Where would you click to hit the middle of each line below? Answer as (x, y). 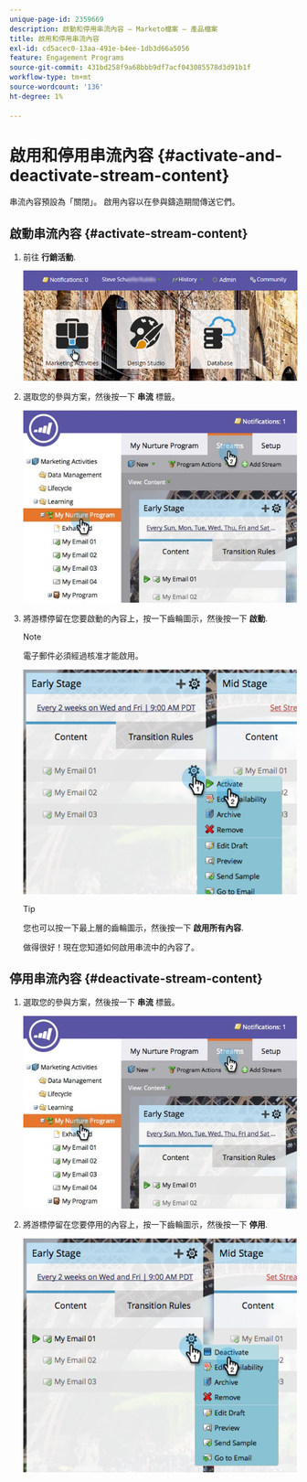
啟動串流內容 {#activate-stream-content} (129, 233)
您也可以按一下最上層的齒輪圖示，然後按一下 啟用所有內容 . (133, 928)
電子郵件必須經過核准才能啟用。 (83, 656)
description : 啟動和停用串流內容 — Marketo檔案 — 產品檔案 (114, 29)
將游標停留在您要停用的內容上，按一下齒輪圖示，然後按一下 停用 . (145, 1224)
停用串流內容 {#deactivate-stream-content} (136, 978)
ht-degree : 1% (37, 96)
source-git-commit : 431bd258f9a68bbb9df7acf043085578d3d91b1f (130, 68)
